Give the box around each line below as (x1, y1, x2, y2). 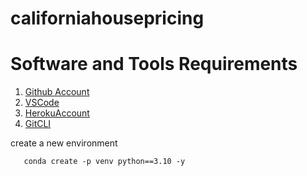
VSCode (24, 97, 60, 109)
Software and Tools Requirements (10, 53, 298, 76)
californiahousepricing (10, 7, 205, 30)
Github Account (24, 86, 90, 98)
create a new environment (10, 137, 118, 149)
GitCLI (24, 118, 52, 130)
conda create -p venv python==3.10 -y (23, 157, 186, 167)
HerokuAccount (24, 107, 90, 119)
